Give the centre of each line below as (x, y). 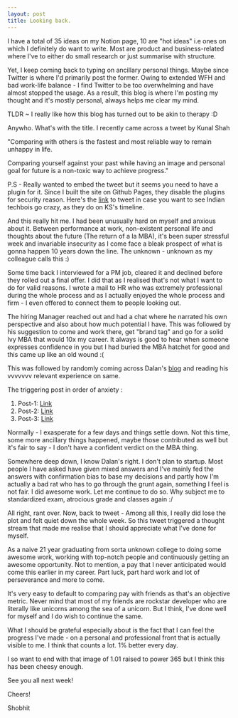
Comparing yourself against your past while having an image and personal (116, 163)
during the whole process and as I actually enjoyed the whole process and (116, 295)
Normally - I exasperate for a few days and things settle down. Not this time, (119, 432)
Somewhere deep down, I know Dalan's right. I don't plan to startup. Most (115, 461)
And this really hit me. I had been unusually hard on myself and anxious (112, 221)
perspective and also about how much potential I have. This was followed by (119, 324)
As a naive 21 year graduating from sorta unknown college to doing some (114, 549)
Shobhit (19, 708)
